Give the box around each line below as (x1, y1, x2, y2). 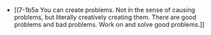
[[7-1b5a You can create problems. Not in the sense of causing (13, 6, 196, 14)
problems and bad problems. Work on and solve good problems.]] (13, 21, 205, 28)
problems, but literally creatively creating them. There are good (13, 13, 197, 21)
